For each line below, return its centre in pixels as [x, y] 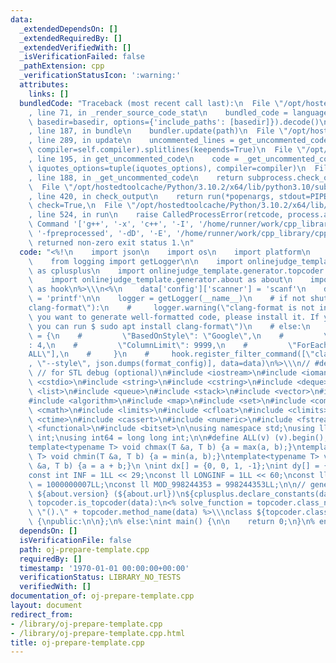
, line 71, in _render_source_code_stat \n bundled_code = [158, 112]
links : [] [49, 94]
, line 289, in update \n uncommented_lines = [131, 141]
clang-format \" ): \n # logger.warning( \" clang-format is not [171, 308]
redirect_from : [42, 614]
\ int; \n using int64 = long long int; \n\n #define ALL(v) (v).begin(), [178, 438]
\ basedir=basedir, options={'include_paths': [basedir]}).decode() [174, 122]
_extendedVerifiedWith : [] [75, 47]
